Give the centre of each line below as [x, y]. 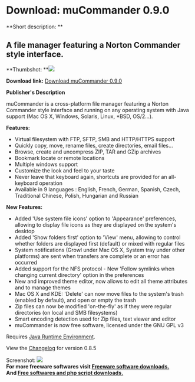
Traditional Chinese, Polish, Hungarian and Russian [76, 195]
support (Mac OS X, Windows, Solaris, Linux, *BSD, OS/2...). [80, 116]
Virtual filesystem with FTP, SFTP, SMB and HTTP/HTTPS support [95, 139]
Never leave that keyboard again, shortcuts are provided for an [91, 177]
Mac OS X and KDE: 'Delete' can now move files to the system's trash [99, 293]
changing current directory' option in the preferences [79, 275]
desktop [25, 231]
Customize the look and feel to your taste [65, 170]
